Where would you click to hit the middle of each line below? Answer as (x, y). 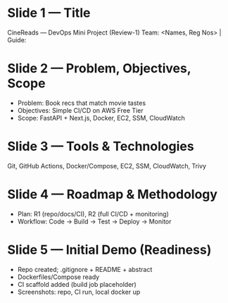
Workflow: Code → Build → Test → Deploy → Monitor (94, 221)
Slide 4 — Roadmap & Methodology (113, 194)
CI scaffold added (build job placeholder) (77, 284)
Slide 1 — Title (49, 13)
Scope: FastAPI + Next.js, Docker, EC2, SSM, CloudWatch (101, 118)
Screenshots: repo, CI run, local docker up (79, 292)
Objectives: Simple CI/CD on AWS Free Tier (80, 110)
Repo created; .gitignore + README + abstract (85, 269)
